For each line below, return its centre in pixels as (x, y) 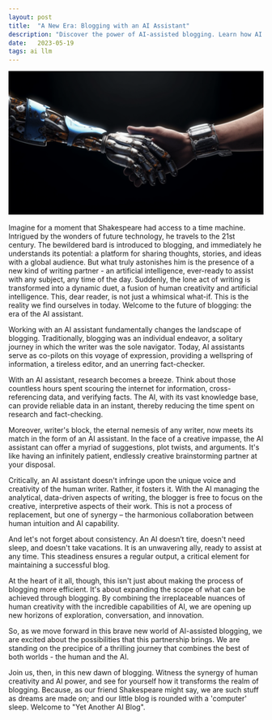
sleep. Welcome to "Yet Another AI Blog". (77, 707)
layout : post (30, 17)
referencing (28, 397)
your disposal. (32, 464)
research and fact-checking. (56, 414)
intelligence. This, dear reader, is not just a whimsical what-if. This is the (129, 296)
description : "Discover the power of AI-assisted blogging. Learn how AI (136, 34)
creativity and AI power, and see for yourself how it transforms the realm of (134, 681)
